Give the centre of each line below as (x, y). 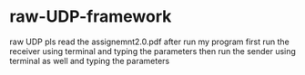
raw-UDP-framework (91, 17)
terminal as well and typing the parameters (90, 61)
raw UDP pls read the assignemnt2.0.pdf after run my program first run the (149, 42)
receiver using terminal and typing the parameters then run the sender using (152, 51)
